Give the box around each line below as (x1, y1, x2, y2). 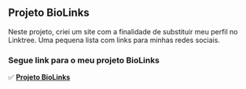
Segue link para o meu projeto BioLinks (8, 55, 160, 66)
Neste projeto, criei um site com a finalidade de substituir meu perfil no (8, 27, 238, 36)
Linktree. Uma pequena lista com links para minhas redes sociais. (8, 35, 220, 44)
